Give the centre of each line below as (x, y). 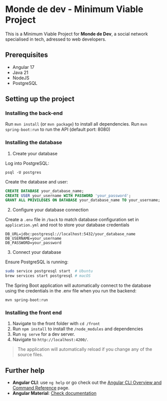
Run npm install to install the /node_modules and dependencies (78, 329)
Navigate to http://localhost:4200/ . (50, 340)
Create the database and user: (37, 181)
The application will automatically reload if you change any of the (85, 349)
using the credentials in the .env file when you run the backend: (71, 291)
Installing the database (34, 143)
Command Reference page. (41, 388)
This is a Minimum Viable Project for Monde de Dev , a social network (76, 34)
